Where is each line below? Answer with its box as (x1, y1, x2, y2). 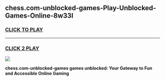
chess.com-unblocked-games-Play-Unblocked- (5, 4, 156, 12)
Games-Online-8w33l (5, 12, 74, 20)
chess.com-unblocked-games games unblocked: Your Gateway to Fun (5, 65, 152, 71)
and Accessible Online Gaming (5, 70, 69, 76)
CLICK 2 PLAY (5, 45, 39, 52)
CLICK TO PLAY (5, 27, 43, 33)
